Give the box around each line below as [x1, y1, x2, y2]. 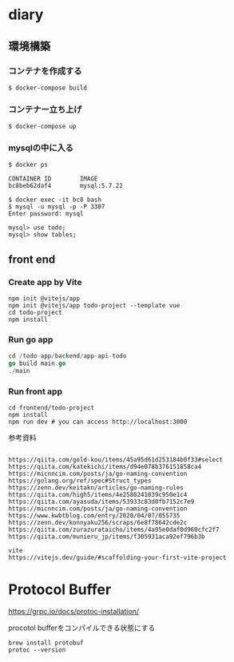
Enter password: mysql [8, 210, 84, 218]
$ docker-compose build [8, 84, 88, 92]
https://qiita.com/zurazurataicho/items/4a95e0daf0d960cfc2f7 [8, 525, 220, 534]
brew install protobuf [8, 639, 84, 648]
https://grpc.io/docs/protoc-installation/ [8, 607, 140, 616]
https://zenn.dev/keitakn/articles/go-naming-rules [8, 484, 184, 492]
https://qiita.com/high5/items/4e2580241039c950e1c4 [8, 491, 188, 499]
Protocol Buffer [8, 581, 112, 598]
